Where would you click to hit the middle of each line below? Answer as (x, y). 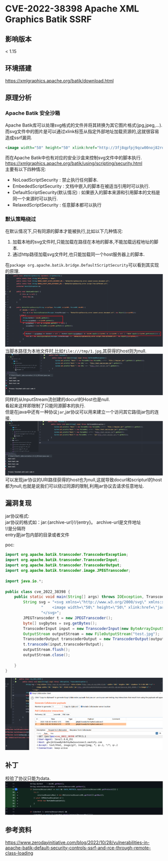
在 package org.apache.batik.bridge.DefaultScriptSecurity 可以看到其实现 (82, 265)
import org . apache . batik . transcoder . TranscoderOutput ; (63, 565)
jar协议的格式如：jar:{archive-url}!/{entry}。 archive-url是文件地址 (73, 522)
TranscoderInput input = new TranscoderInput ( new (76, 628)
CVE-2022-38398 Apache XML (72, 9)
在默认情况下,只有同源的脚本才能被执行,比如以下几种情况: (64, 231)
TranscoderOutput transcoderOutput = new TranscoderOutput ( (87, 639)
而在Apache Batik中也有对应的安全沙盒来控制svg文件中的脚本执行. (73, 158)
